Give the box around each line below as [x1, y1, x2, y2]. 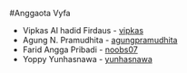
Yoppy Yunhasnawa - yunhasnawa [22, 54, 153, 64]
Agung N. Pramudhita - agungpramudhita [22, 35, 178, 45]
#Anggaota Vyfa [9, 8, 71, 18]
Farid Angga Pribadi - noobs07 [22, 44, 138, 55]
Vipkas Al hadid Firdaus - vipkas [22, 25, 143, 35]
